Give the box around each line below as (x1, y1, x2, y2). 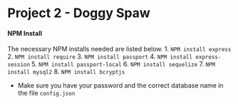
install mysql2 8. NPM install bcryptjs (7, 68, 125, 76)
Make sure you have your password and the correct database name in (17, 81, 224, 90)
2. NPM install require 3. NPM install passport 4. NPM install (7, 52, 193, 61)
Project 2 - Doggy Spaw (7, 5, 151, 21)
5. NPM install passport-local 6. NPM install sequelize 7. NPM (31, 60, 216, 68)
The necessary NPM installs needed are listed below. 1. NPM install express (7, 45, 232, 53)
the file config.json (17, 89, 76, 98)
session (7, 61, 31, 68)
